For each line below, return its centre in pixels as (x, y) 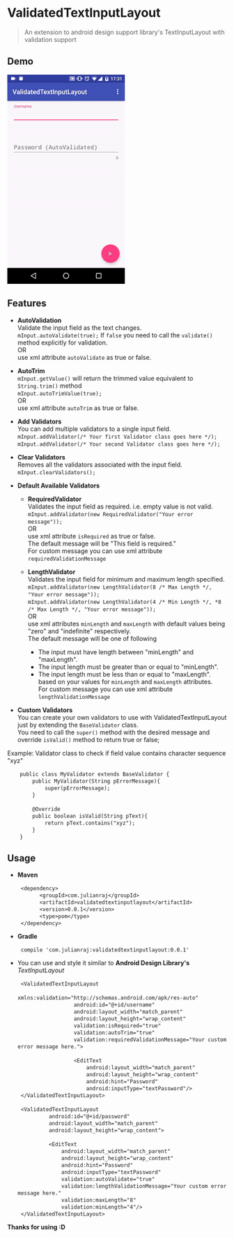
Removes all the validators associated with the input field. (100, 465)
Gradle (27, 937)
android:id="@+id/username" (114, 1005)
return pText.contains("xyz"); (90, 823)
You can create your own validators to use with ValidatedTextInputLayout (122, 717)
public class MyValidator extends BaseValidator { (95, 774)
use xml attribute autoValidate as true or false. (84, 357)
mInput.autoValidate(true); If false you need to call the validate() (115, 335)
